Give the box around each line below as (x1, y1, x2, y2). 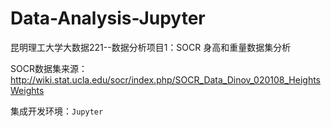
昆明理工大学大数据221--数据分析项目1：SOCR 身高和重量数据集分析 (10, 41, 292, 53)
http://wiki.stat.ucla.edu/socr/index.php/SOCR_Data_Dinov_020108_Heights (10, 73, 322, 86)
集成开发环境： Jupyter (10, 105, 104, 117)
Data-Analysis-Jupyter (10, 7, 206, 30)
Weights (10, 84, 45, 96)
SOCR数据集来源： (10, 62, 88, 74)
